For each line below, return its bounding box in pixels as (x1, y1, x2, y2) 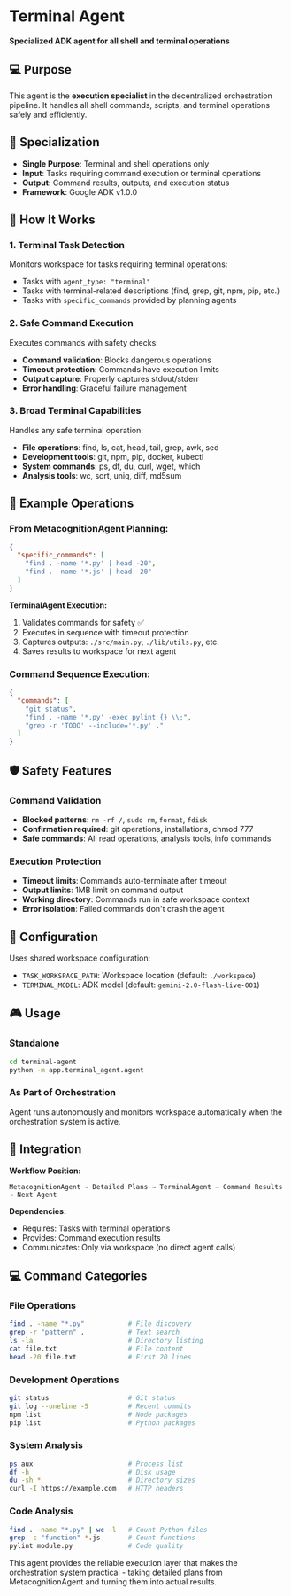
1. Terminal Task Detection (9, 238, 126, 251)
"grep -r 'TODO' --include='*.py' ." (25, 720, 165, 730)
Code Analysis (9, 1505, 73, 1517)
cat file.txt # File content (9, 1344, 184, 1353)
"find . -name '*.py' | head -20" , (25, 559, 157, 568)
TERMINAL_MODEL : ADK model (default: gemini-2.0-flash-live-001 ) (21, 979, 260, 990)
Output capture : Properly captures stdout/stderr (21, 373, 200, 384)
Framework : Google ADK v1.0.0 (21, 186, 138, 197)
